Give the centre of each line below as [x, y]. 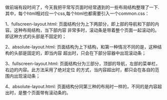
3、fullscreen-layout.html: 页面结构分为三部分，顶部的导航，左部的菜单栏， [83, 64]
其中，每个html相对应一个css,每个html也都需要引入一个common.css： [77, 13]
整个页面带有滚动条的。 [46, 93]
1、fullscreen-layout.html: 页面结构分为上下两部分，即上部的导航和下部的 [80, 24]
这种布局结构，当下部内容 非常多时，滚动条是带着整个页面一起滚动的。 [86, 30]
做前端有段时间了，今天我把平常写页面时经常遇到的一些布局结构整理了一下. [82, 7]
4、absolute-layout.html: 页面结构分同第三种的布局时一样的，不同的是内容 [82, 86]
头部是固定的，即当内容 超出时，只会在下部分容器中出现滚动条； [80, 53]
